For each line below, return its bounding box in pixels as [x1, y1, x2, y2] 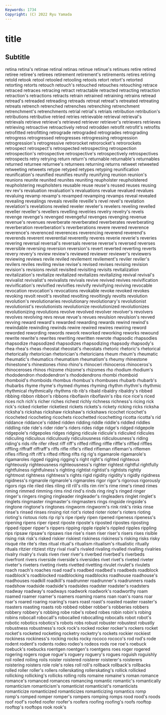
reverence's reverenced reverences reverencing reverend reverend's [5, 229, 146, 236]
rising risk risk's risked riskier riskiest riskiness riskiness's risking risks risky [5, 535, 160, 541]
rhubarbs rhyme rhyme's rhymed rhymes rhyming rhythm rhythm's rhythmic [5, 383, 162, 389]
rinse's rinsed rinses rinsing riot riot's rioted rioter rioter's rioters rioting [5, 509, 151, 515]
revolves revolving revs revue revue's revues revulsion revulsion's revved [5, 314, 155, 320]
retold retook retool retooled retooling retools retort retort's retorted [5, 76, 143, 82]
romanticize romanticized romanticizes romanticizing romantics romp [5, 688, 146, 694]
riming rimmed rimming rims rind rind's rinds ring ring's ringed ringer [5, 488, 146, 494]
